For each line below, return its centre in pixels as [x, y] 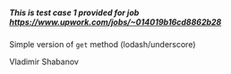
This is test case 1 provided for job [74, 12]
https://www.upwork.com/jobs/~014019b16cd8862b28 [115, 21]
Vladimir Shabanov [44, 62]
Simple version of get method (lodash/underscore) [103, 44]
